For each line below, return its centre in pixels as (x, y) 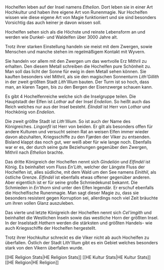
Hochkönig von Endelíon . (30, 112)
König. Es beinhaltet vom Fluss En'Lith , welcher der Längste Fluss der (75, 167)
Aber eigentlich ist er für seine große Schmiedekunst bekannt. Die (72, 182)
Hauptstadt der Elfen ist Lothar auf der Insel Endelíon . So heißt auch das (78, 101)
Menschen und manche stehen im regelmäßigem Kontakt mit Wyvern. (75, 52)
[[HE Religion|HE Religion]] (32, 262)
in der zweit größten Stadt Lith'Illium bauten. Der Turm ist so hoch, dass (77, 82)
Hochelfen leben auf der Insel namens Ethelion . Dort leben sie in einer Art (79, 7)
